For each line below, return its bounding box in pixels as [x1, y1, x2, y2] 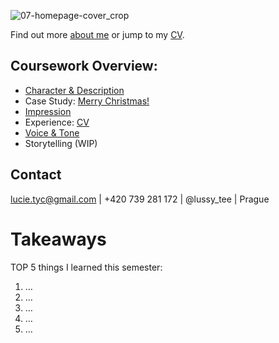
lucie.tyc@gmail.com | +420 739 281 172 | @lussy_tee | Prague [10, 193, 270, 205]
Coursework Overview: [10, 58, 158, 75]
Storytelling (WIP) [24, 137, 98, 149]
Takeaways [10, 228, 107, 250]
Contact [10, 166, 62, 184]
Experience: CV [24, 116, 90, 128]
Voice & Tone [24, 126, 80, 139]
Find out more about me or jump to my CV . [10, 29, 185, 40]
